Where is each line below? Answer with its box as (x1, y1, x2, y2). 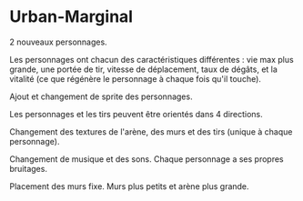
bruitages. (9, 163, 48, 174)
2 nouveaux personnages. (9, 36, 107, 47)
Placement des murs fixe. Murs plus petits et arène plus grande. (9, 180, 249, 192)
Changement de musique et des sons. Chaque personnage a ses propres (9, 153, 284, 165)
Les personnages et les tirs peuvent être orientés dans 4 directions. (9, 108, 264, 119)
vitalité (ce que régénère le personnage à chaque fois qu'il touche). (9, 73, 262, 84)
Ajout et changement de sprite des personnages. (9, 91, 193, 102)
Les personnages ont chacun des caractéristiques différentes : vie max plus (9, 54, 294, 65)
